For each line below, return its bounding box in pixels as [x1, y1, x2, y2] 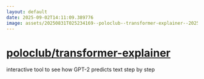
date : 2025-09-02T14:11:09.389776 [6, 14, 94, 21]
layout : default [6, 8, 47, 15]
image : [6, 20, 23, 26]
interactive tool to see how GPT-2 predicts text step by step [6, 66, 155, 73]
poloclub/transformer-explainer [6, 46, 171, 60]
